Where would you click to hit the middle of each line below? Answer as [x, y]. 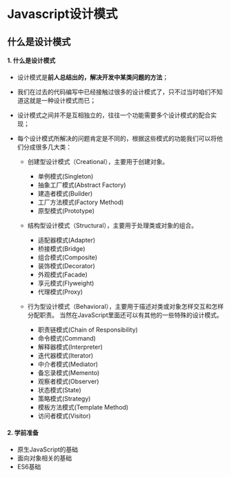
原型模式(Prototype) [66, 210]
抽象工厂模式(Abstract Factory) [82, 185]
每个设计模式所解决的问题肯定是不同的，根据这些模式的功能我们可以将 [117, 138]
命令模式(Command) [67, 338]
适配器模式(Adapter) [67, 240]
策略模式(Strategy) [64, 398]
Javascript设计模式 [63, 14]
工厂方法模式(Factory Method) [81, 202]
